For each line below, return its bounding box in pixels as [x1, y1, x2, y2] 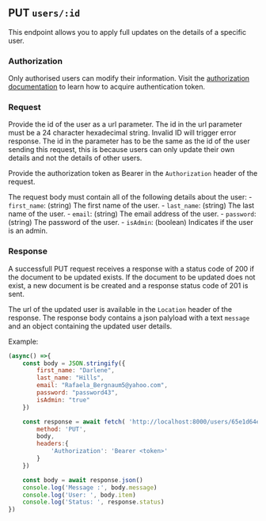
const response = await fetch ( [22, 417, 126, 426]
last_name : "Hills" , [36, 374, 104, 382]
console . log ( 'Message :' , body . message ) [22, 483, 158, 492]
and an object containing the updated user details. [8, 321, 173, 331]
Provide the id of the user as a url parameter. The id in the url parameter [8, 120, 243, 129]
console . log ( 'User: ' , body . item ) [22, 491, 136, 499]
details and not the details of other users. [8, 154, 142, 163]
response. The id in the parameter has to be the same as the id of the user [8, 136, 251, 146]
